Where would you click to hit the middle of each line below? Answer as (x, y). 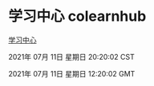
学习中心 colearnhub (77, 16)
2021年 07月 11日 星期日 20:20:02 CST (71, 57)
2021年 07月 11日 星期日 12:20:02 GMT (72, 73)
